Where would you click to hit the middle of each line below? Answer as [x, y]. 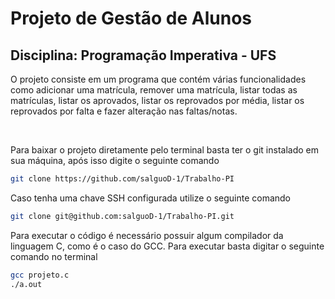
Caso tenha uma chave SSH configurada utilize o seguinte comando [151, 198]
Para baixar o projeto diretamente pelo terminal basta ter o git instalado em [164, 150]
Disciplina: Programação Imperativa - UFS [143, 55]
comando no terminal [54, 256]
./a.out [26, 284]
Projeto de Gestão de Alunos [131, 18]
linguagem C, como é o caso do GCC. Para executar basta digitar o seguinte [167, 246]
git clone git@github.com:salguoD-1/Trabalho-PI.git [122, 216]
